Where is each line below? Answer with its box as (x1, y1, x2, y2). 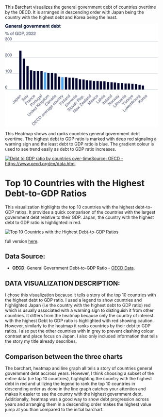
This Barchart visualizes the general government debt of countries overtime (5, 4, 156, 10)
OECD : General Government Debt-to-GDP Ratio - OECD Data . (12, 265, 135, 271)
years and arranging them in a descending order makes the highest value (5, 401, 151, 407)
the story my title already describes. (5, 338, 77, 344)
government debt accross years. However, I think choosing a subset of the (5, 370, 154, 376)
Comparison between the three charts (5, 353, 123, 361)
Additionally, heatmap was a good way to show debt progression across (5, 396, 149, 402)
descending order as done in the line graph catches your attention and (5, 386, 146, 392)
